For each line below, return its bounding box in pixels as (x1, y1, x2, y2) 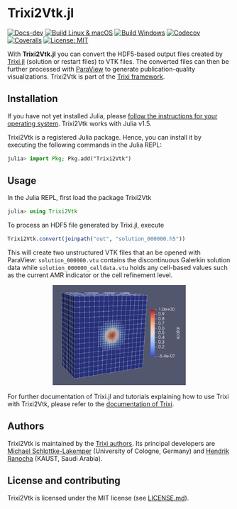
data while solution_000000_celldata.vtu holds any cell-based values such (7, 264, 228, 272)
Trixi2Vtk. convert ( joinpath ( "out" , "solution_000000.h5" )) (7, 235, 186, 242)
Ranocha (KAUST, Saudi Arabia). (7, 454, 103, 462)
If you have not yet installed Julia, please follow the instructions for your (7, 111, 218, 120)
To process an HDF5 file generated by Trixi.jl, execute (7, 221, 165, 230)
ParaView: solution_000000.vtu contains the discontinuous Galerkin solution (7, 256, 231, 264)
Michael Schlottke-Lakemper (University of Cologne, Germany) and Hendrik (7, 447, 229, 455)
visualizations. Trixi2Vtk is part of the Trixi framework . (7, 72, 165, 81)
